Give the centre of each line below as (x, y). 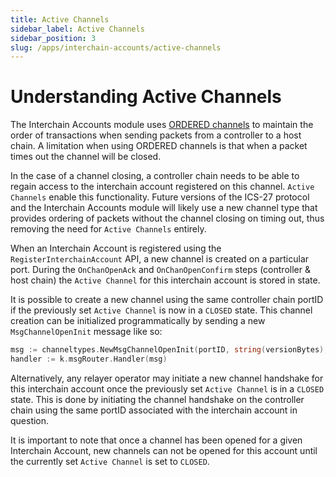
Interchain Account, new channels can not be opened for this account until (164, 450)
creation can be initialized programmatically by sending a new (138, 321)
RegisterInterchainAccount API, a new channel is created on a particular (160, 259)
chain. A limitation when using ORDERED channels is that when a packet (159, 146)
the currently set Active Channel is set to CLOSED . (110, 461)
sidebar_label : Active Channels (77, 29)
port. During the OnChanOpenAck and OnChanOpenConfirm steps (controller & (160, 270)
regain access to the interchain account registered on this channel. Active (162, 187)
